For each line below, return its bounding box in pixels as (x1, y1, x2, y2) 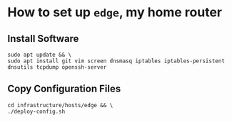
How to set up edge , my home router (7, 4, 223, 21)
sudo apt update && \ (7, 51, 72, 58)
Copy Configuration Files (7, 83, 121, 95)
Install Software (7, 33, 79, 45)
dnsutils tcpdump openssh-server (7, 64, 107, 71)
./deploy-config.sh (7, 108, 66, 115)
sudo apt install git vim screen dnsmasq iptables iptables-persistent (7, 57, 225, 65)
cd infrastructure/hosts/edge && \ (7, 101, 114, 109)
